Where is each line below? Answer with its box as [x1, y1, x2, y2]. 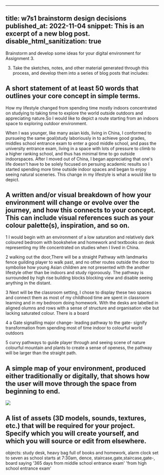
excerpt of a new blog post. [5, 30, 90, 38]
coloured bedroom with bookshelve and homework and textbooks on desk [5, 239, 155, 245]
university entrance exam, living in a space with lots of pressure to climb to [5, 145, 156, 151]
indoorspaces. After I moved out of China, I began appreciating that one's [5, 156, 153, 162]
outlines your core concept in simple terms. [5, 92, 141, 100]
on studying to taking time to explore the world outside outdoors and [5, 110, 143, 116]
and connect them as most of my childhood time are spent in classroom [5, 295, 149, 301]
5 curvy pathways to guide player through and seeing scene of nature [5, 340, 146, 345]
